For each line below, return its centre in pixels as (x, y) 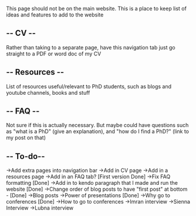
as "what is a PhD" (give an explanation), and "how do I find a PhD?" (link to (98, 131)
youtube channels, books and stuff (48, 92)
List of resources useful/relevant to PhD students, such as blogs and (89, 86)
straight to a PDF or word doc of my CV (54, 54)
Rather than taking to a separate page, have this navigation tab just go (91, 47)
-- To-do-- (26, 156)
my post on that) (26, 138)
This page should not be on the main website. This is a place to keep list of (96, 9)
